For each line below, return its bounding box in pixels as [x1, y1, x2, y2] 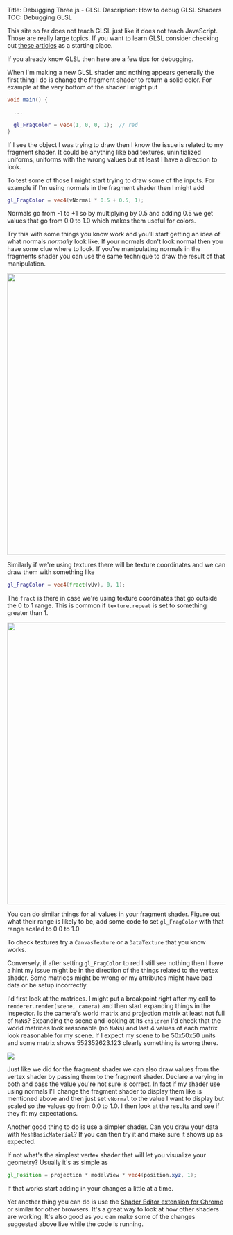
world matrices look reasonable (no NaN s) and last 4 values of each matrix [7, 1024, 218, 1033]
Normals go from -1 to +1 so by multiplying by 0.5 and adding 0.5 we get [7, 209, 214, 218]
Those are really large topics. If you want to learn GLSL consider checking [7, 34, 219, 42]
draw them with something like [7, 568, 95, 576]
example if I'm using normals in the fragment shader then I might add [7, 183, 205, 191]
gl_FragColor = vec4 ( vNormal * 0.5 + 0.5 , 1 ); [7, 197, 144, 204]
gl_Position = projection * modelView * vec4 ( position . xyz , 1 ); [7, 1172, 197, 1179]
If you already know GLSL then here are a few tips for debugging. [7, 55, 194, 63]
